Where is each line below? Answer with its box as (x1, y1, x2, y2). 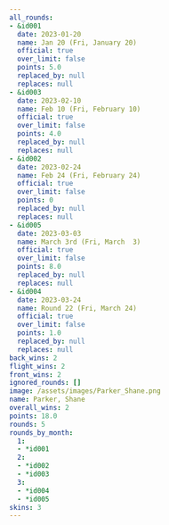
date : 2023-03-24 (17, 296, 82, 304)
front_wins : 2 (9, 370, 62, 379)
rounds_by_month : (9, 428, 74, 437)
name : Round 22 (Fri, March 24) (17, 304, 138, 312)
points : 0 (17, 196, 53, 205)
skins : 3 (9, 503, 42, 512)
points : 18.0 (9, 412, 58, 421)
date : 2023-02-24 (17, 162, 82, 171)
